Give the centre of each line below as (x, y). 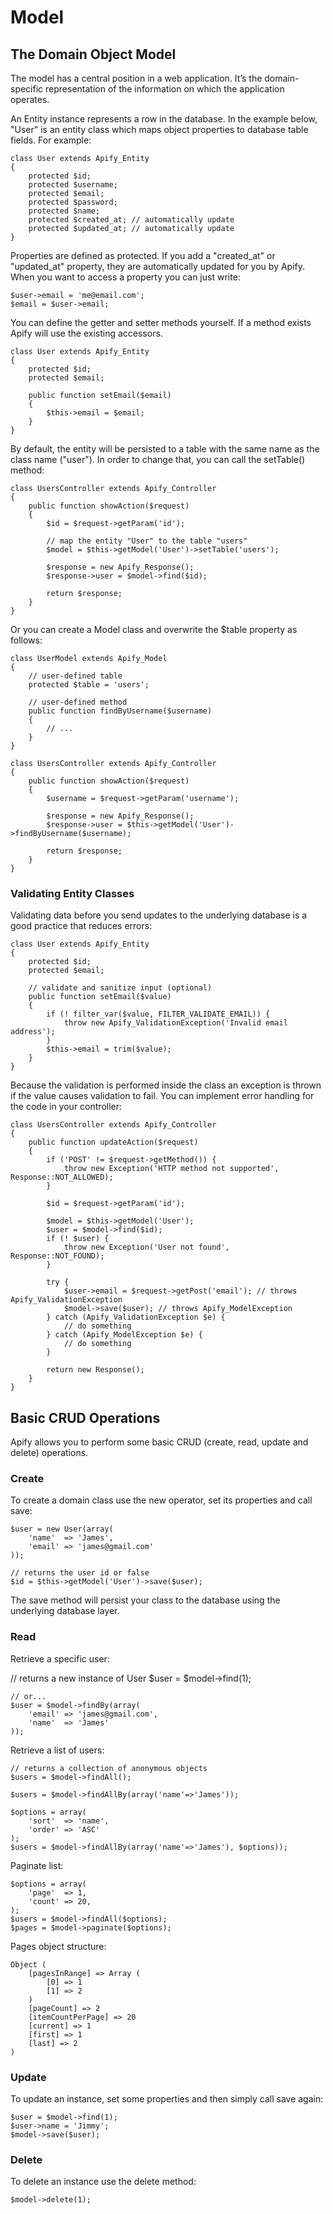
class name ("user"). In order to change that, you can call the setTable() (158, 459)
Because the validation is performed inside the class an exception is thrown (166, 1085)
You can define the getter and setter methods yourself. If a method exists (161, 322)
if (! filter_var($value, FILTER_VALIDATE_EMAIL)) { (158, 1014)
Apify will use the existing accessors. (86, 333)
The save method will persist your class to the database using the (145, 1600)
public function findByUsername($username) (120, 711)
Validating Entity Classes (72, 893)
